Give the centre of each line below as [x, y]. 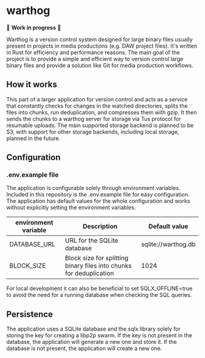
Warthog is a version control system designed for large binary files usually [100, 39]
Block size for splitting [97, 258]
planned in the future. [34, 138]
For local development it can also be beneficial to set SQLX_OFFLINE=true [99, 288]
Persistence [30, 314]
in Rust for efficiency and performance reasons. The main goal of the [93, 52]
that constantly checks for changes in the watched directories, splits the [97, 106]
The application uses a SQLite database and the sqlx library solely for [94, 329]
